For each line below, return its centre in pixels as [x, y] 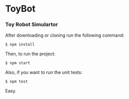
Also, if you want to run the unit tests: [44, 72]
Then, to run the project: [30, 54]
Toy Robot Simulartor [32, 25]
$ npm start [18, 63]
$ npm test [17, 82]
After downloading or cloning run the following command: [65, 35]
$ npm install [20, 45]
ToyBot [21, 9]
